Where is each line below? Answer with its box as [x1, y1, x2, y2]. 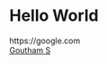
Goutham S [9, 44, 51, 55]
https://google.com [9, 35, 81, 46]
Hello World [9, 5, 99, 26]
